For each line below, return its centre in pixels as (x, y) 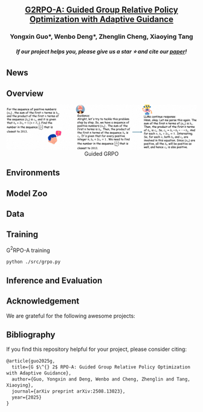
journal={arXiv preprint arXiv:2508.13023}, (69, 391)
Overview (25, 93)
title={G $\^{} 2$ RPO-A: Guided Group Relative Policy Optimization (101, 367)
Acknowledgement (43, 301)
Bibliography (31, 335)
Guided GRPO (101, 153)
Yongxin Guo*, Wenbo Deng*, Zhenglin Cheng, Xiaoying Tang (101, 37)
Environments (33, 173)
